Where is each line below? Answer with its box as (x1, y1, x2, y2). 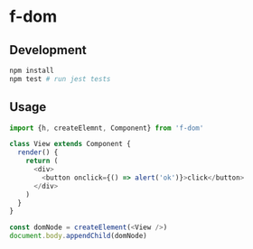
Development (9, 42, 88, 58)
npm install (9, 66, 54, 75)
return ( (25, 156, 59, 166)
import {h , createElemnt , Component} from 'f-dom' (9, 124, 204, 133)
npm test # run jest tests (9, 74, 111, 83)
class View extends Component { (9, 140, 131, 149)
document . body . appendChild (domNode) (9, 232, 147, 241)
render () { (17, 148, 59, 157)
